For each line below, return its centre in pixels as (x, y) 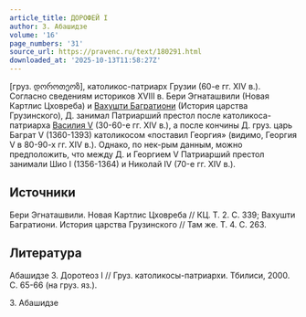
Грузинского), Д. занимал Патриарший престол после (115, 116)
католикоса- (247, 116)
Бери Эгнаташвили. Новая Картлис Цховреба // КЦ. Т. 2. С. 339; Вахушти (153, 215)
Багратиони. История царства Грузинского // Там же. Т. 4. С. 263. (138, 224)
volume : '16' (34, 35)
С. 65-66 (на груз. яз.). (53, 285)
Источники (42, 193)
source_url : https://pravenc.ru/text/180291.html (106, 52)
